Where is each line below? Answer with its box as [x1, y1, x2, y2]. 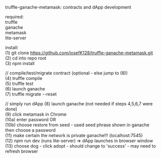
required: [5, 14, 24, 19]
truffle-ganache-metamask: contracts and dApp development [5, 4, 132, 10]
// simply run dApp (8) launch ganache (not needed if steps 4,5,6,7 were [5, 101, 153, 106]
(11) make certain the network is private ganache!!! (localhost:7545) [5, 133, 143, 138]
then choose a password [5, 127, 56, 133]
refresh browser [5, 149, 38, 154]
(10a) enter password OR [5, 117, 56, 122]
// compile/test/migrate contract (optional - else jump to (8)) [5, 70, 128, 76]
